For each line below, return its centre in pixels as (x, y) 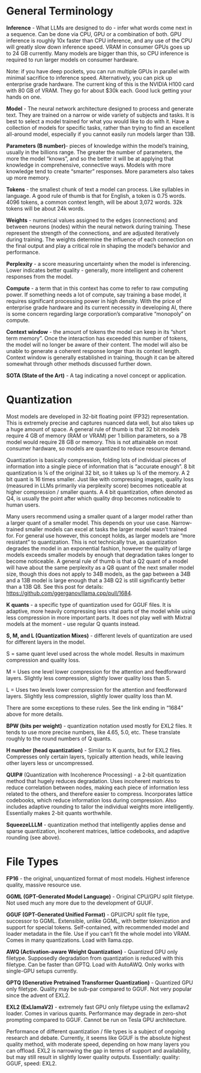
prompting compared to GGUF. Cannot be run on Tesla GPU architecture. (97, 1019)
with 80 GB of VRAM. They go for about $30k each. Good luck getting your (99, 90)
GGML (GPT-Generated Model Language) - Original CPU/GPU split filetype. (100, 896)
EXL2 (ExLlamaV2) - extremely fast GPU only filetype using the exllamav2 (98, 1007)
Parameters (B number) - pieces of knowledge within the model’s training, (97, 146)
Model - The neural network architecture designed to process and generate (100, 108)
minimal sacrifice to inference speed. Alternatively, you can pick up (89, 78)
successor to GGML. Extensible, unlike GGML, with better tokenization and (98, 921)
